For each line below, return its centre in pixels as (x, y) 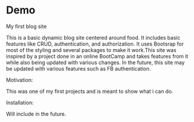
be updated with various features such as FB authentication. (78, 68)
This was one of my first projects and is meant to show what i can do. (90, 91)
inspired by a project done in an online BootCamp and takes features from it (97, 56)
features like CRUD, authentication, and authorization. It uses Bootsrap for (95, 44)
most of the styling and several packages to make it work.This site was (91, 50)
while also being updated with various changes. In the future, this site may (96, 62)
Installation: (20, 102)
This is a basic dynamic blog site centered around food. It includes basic (93, 37)
